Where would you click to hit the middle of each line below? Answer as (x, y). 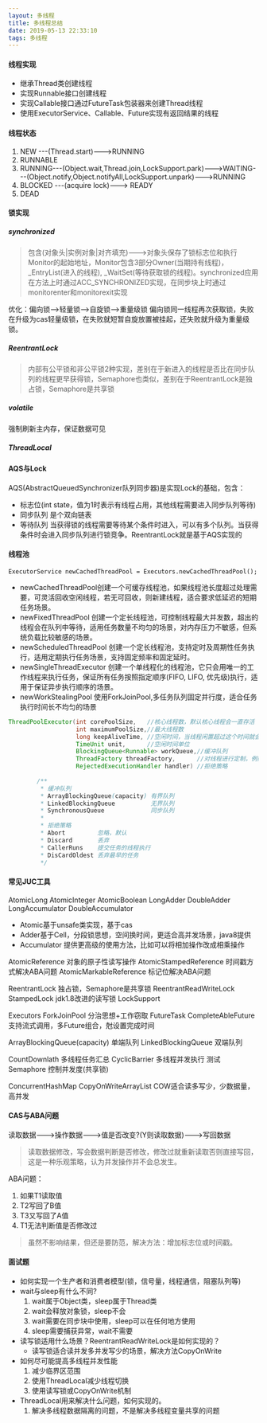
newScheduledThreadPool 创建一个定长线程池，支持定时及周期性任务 (133, 647)
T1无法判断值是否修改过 (58, 1225)
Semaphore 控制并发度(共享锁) (58, 1069)
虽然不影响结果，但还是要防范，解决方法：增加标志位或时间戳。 (132, 1242)
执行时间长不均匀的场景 (58, 706)
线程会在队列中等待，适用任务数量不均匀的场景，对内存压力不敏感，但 (135, 627)
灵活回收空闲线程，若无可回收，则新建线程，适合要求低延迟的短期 (149, 597)
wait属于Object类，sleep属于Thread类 (94, 1301)
